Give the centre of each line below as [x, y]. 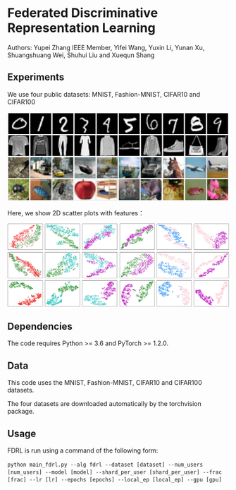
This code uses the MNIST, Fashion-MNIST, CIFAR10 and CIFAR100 [105, 383]
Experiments [36, 77]
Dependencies [40, 326]
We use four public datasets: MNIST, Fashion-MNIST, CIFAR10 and [104, 94]
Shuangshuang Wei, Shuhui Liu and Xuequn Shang [81, 55]
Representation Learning [82, 28]
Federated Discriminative [83, 13]
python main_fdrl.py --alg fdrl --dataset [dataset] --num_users [105, 465]
